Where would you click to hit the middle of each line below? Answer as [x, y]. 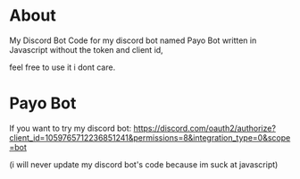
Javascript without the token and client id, [86, 49]
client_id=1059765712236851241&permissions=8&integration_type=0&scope [150, 137]
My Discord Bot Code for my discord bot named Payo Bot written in [133, 40]
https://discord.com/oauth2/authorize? [205, 128]
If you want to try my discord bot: [71, 128]
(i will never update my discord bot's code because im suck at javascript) [144, 164]
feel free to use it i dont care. [62, 67]
